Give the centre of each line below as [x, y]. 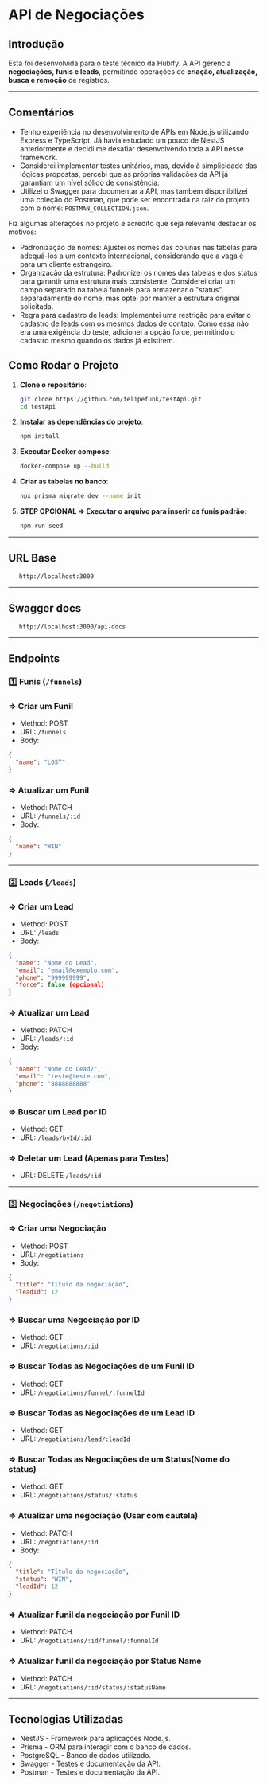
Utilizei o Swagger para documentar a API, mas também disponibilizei [133, 191]
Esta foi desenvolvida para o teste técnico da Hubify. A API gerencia [120, 63]
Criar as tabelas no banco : [64, 481]
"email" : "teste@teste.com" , [64, 1077]
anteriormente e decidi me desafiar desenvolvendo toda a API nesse [132, 148]
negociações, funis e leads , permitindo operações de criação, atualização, [133, 72]
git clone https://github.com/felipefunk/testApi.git [110, 399]
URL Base [33, 558]
